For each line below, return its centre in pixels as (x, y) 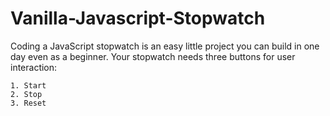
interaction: (34, 67)
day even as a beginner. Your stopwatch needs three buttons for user (153, 56)
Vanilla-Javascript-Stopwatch (138, 18)
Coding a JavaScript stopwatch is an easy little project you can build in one (165, 46)
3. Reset (28, 103)
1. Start (28, 85)
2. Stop (26, 94)
